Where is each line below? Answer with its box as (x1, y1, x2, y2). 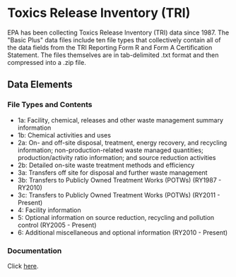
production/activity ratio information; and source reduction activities (17, 153, 216, 161)
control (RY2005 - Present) (17, 221, 97, 229)
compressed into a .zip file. (7, 58, 86, 66)
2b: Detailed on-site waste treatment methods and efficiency (17, 161, 195, 169)
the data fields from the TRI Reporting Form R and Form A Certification (7, 43, 213, 51)
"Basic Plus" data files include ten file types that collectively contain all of (7, 35, 221, 44)
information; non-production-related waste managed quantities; (17, 146, 203, 154)
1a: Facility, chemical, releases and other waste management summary (17, 116, 224, 124)
